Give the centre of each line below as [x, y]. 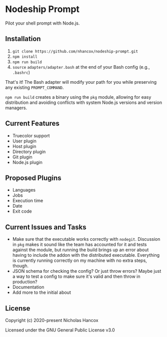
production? [25, 282]
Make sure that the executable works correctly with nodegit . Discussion [86, 239]
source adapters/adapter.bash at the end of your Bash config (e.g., [81, 67]
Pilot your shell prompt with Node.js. [42, 23]
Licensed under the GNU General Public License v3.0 [60, 330]
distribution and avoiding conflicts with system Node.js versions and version [84, 102]
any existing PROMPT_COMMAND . [34, 87]
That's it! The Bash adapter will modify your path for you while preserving [81, 82]
